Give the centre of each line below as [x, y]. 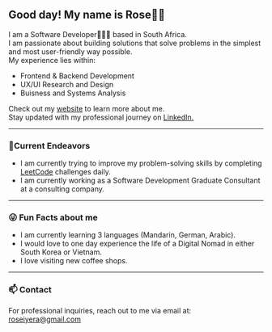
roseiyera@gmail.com [45, 319]
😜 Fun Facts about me [53, 217]
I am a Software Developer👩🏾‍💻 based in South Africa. [98, 34]
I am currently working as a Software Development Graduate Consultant [140, 181]
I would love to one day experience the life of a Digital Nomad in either [137, 244]
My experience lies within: [52, 60]
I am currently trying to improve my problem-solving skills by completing [141, 163]
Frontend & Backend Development [77, 76]
